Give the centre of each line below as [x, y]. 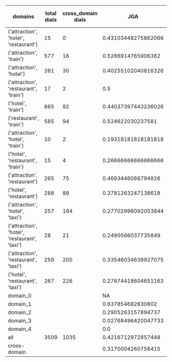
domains [24, 16]
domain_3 [20, 321]
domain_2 [20, 312]
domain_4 [20, 329]
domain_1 [20, 304]
